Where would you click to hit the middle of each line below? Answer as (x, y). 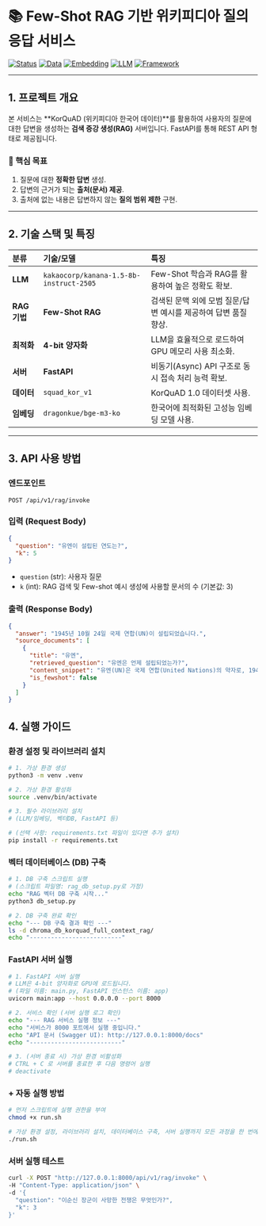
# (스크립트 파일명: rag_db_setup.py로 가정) (76, 887)
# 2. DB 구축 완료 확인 (42, 916)
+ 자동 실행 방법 (36, 1093)
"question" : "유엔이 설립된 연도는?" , (72, 546)
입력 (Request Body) (47, 522)
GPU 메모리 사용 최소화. (193, 351)
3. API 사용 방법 (45, 459)
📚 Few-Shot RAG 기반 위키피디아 (114, 16)
